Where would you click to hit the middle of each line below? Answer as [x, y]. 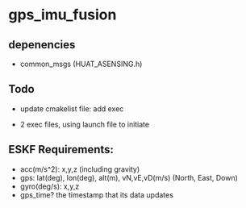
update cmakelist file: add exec [72, 108]
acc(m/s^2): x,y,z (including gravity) [80, 169]
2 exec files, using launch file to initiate [85, 124]
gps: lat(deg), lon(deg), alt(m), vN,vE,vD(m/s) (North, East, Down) [129, 177]
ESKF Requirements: [61, 150]
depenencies [42, 45]
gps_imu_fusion [63, 15]
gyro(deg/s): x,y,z [50, 186]
